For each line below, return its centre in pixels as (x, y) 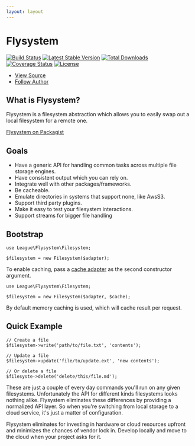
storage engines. (35, 171)
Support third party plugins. (48, 203)
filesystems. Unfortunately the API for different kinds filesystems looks (92, 394)
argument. (19, 275)
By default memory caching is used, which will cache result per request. (94, 308)
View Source (30, 75)
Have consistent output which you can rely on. (71, 178)
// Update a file (27, 356)
